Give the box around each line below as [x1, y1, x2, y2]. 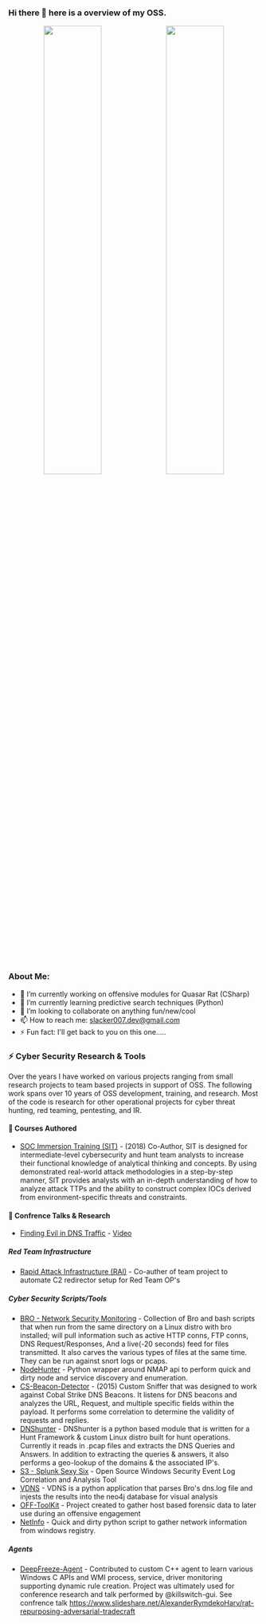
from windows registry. [19, 1526, 96, 1535]
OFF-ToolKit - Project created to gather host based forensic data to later [19, 1500, 257, 1510]
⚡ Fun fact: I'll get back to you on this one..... [19, 1027, 166, 1036]
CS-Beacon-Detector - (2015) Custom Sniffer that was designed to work [19, 1381, 257, 1392]
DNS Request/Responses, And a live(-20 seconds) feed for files [19, 1339, 229, 1349]
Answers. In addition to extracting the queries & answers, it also [19, 1449, 229, 1460]
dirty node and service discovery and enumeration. [19, 1373, 189, 1383]
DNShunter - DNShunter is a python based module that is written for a [19, 1424, 250, 1434]
